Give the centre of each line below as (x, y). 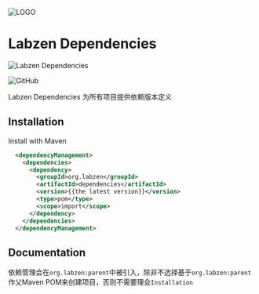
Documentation (47, 252)
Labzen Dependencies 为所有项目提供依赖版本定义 (90, 96)
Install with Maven (37, 140)
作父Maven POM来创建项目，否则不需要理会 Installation (101, 282)
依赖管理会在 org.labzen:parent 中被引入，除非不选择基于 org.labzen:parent (130, 272)
